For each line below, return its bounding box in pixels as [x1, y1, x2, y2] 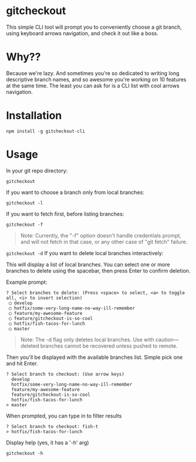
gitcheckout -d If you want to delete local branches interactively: [6, 249, 164, 256]
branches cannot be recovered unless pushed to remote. [40, 342, 178, 349]
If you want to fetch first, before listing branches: [6, 210, 124, 218]
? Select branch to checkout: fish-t [6, 423, 99, 429]
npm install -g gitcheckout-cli [6, 128, 85, 134]
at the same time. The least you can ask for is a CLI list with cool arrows [6, 82, 180, 89]
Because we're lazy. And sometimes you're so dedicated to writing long [6, 69, 180, 77]
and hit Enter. [6, 359, 38, 367]
